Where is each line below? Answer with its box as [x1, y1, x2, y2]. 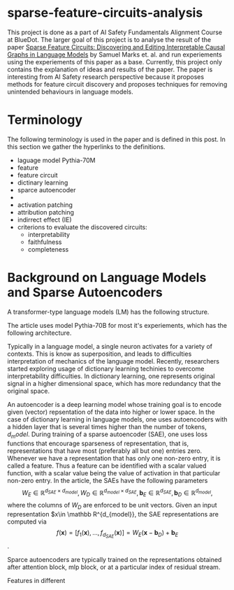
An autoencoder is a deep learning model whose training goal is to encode [7, 400, 222, 408]
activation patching [17, 201, 73, 209]
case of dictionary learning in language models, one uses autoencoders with [7, 415, 228, 424]
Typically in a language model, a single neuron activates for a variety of [7, 342, 213, 350]
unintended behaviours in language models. [7, 87, 134, 96]
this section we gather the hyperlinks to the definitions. [7, 142, 166, 151]
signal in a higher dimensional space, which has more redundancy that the [7, 379, 221, 387]
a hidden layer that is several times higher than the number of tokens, [7, 422, 207, 431]
